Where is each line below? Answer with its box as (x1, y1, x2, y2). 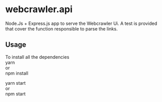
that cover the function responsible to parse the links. (5, 25, 118, 31)
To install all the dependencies (5, 54, 70, 60)
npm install (5, 70, 29, 76)
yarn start (5, 80, 26, 86)
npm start (5, 90, 26, 97)
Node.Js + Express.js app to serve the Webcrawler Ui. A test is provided (5, 20, 157, 26)
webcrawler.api (5, 4, 73, 15)
